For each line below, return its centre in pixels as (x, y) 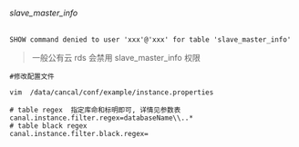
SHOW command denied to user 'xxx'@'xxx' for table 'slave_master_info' (150, 40)
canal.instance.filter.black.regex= (79, 134)
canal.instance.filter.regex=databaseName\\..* (102, 118)
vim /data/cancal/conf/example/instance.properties (112, 93)
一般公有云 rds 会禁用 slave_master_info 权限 (116, 58)
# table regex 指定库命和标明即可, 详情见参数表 (95, 110)
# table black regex (49, 126)
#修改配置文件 (32, 77)
